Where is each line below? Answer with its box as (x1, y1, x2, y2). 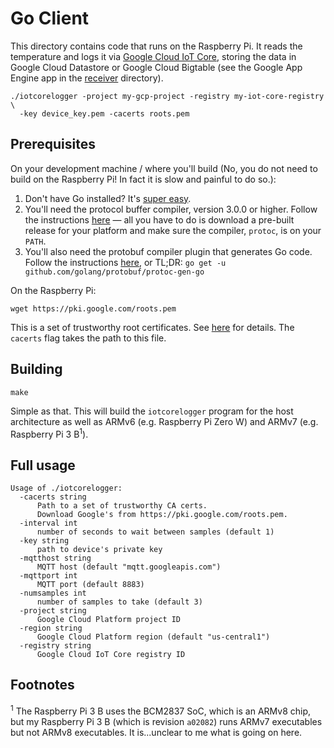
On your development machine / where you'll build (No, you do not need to (10, 162, 318, 174)
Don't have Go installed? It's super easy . (24, 192, 192, 204)
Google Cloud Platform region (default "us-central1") (36, 632, 271, 642)
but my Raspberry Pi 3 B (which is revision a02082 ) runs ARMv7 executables (10, 715, 323, 727)
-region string (19, 623, 83, 634)
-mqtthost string (19, 553, 92, 564)
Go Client (10, 7, 90, 30)
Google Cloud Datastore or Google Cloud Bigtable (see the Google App (10, 61, 303, 73)
